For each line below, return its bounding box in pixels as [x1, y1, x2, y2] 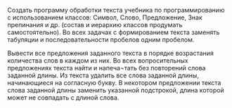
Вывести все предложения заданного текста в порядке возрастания [7, 49, 214, 57]
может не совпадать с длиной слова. [7, 93, 120, 102]
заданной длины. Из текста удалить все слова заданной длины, [7, 71, 199, 79]
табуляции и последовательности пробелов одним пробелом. [7, 36, 195, 44]
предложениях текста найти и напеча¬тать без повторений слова [7, 64, 206, 72]
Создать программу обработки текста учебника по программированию [7, 6, 225, 14]
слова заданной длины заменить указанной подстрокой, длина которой [7, 86, 224, 94]
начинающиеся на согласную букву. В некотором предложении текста [7, 79, 221, 86]
